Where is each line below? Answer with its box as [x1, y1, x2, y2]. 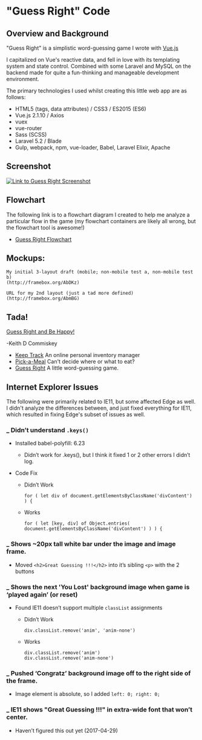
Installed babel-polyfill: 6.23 [15, 440, 85, 447]
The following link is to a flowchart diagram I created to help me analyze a [6, 211, 191, 218]
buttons [15, 568, 34, 575]
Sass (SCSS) [15, 131, 47, 138]
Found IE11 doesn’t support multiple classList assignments [15, 604, 163, 611]
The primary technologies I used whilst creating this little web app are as [6, 87, 187, 94]
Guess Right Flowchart [15, 235, 72, 243]
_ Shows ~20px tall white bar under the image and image [6, 540, 176, 548]
